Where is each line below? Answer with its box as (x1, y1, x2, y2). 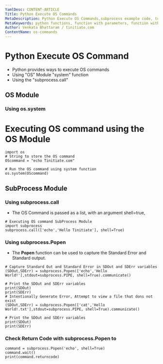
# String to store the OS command (5, 154, 75, 159)
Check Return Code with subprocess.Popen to (5, 335, 116, 342)
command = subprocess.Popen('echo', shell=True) (5, 346, 105, 351)
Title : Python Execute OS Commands (5, 12, 77, 17)
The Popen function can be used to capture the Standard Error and (12, 250, 147, 256)
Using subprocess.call (5, 199, 59, 205)
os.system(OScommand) (5, 171, 49, 176)
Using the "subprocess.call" (12, 77, 68, 83)
